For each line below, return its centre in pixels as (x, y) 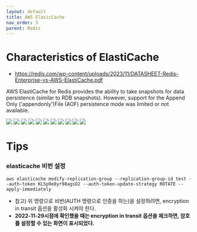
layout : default (26, 12)
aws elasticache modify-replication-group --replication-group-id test (96, 179)
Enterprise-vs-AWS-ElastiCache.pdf (59, 80)
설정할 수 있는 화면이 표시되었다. (57, 223)
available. (18, 111)
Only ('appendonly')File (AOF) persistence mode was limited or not (88, 104)
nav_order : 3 (22, 22)
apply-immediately (29, 189)
